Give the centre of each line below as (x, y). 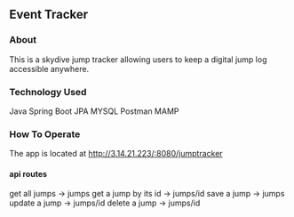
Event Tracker (49, 15)
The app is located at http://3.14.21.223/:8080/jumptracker (116, 154)
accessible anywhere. (49, 68)
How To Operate (45, 134)
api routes (28, 173)
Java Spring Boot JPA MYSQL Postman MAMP (94, 111)
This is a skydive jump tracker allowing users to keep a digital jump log (138, 59)
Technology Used (48, 92)
